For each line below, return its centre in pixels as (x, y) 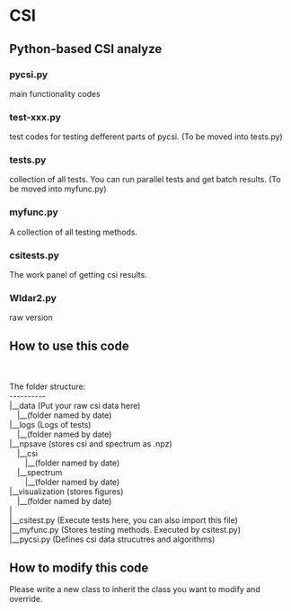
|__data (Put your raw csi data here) (75, 406)
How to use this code (69, 345)
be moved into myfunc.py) (58, 189)
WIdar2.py (33, 297)
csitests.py (35, 255)
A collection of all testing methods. (74, 232)
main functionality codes (55, 93)
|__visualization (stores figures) (66, 491)
